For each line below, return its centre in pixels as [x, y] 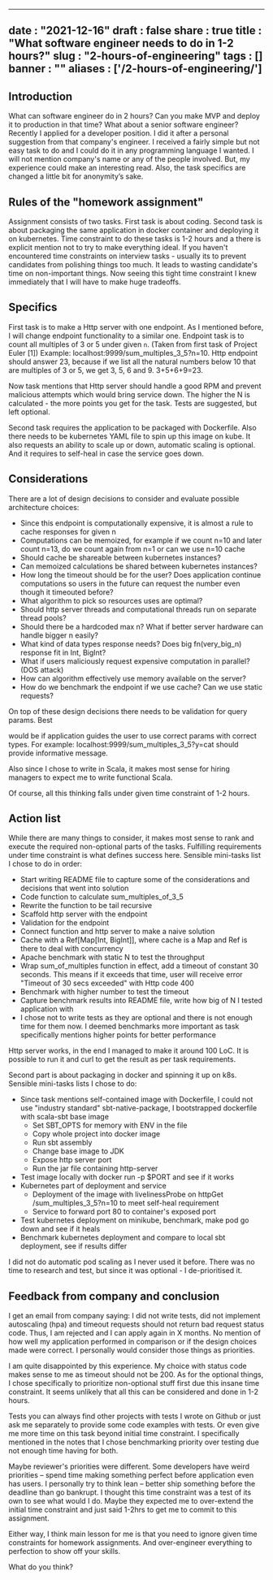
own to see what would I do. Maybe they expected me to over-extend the [131, 1501]
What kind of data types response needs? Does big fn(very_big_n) [131, 643]
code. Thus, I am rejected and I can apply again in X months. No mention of [135, 1333]
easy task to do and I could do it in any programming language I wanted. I [131, 150]
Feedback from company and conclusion [114, 1296]
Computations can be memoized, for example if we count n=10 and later [141, 540]
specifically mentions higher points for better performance [118, 1035]
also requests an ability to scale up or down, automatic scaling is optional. [132, 444]
